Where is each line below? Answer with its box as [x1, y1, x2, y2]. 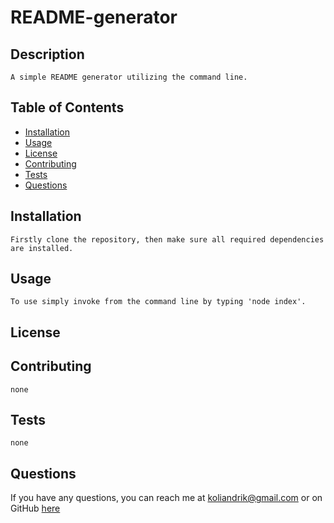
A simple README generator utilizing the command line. [10, 72, 248, 82]
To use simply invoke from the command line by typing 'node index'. [10, 297, 307, 307]
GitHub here [10, 502, 61, 515]
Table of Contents [10, 99, 125, 116]
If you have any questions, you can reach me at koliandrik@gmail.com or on [10, 492, 323, 504]
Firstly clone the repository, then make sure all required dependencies [10, 234, 325, 245]
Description [10, 46, 85, 63]
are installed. [10, 243, 74, 253]
